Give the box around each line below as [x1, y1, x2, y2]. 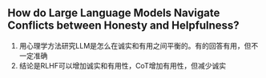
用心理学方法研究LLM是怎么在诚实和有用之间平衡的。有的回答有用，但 [18, 41, 252, 50]
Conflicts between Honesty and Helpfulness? [7, 19, 240, 33]
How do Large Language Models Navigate [7, 6, 220, 20]
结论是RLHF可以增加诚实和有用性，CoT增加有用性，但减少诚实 [18, 60, 226, 70]
